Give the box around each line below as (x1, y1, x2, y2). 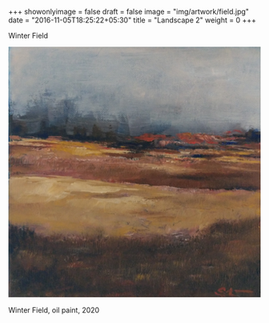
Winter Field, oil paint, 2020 (8, 305, 100, 315)
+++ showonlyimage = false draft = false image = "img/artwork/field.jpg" (8, 7, 250, 16)
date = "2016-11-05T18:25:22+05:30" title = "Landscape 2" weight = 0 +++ (8, 15, 256, 25)
